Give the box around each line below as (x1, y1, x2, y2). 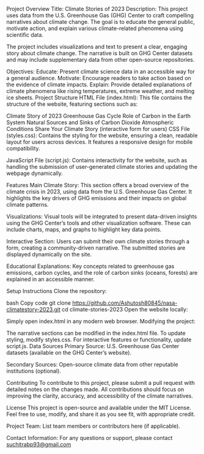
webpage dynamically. (6, 169, 63, 177)
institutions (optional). (6, 367, 61, 374)
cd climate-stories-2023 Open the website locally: (62, 306, 188, 313)
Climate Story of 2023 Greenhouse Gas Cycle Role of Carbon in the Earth (6, 113, 191, 119)
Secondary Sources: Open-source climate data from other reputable (6, 361, 178, 368)
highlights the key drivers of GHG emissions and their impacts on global (6, 195, 187, 201)
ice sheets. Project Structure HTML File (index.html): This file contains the (6, 94, 192, 101)
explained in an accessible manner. (6, 275, 95, 283)
